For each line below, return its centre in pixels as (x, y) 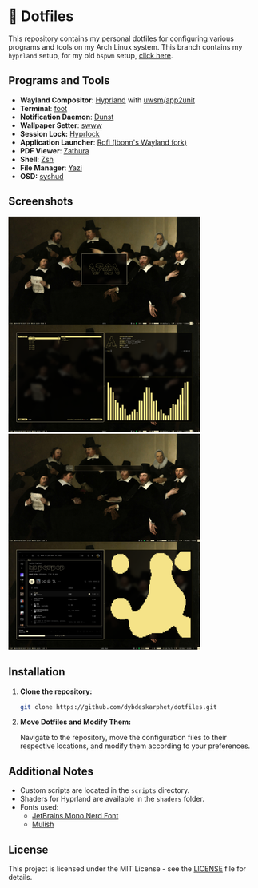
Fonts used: (39, 807)
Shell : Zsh (37, 159)
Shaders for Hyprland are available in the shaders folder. (112, 799)
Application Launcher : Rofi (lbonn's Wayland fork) (103, 142)
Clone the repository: (56, 691)
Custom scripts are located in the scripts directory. (105, 790)
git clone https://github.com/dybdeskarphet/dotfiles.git (118, 707)
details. (20, 878)
